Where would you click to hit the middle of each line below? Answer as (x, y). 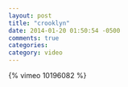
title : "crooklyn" (39, 23)
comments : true (34, 38)
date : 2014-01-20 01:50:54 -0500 (64, 30)
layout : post (30, 16)
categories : (28, 45)
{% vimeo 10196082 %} (47, 75)
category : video (35, 53)
